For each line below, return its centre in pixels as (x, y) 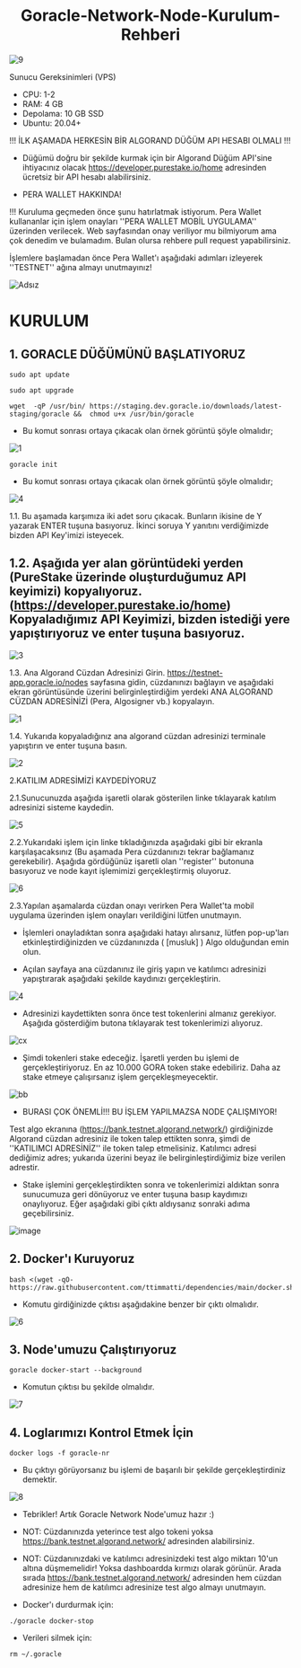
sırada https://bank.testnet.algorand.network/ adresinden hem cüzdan (152, 1578)
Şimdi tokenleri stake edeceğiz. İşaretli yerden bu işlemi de (131, 1057)
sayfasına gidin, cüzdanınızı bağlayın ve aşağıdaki (182, 682)
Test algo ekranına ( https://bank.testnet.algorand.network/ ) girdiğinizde (141, 1129)
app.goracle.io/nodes (49, 682)
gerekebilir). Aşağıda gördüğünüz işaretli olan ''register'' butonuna (132, 861)
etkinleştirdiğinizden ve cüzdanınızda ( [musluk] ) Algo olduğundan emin (155, 942)
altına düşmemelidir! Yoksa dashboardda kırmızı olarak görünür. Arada (152, 1568)
